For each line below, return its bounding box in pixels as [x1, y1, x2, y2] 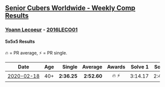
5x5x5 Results [5, 38, 35, 44]
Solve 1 [131, 63, 149, 70]
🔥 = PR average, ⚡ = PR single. [5, 50, 67, 56]
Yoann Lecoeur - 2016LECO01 [5, 27, 78, 33]
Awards [107, 63, 126, 70]
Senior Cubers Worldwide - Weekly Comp [5, 4, 136, 12]
